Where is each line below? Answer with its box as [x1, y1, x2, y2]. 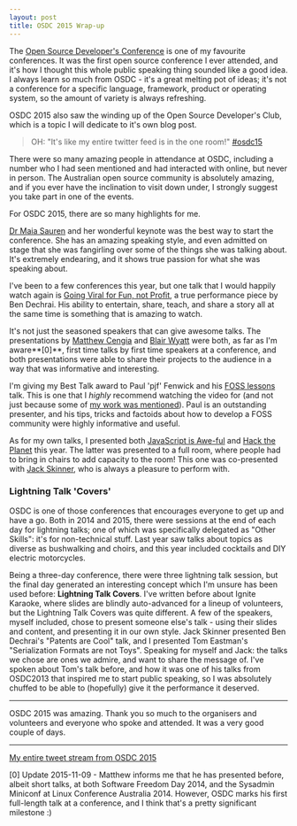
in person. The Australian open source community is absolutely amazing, [9, 172, 275, 182]
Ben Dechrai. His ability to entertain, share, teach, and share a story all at [9, 298, 275, 310]
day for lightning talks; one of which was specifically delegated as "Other [9, 524, 276, 535]
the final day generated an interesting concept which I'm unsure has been [9, 579, 278, 590]
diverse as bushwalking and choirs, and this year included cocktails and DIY [9, 543, 286, 553]
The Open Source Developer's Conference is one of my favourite [9, 45, 246, 56]
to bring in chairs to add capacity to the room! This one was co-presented [9, 453, 278, 465]
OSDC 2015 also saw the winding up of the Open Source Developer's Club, [9, 110, 282, 120]
